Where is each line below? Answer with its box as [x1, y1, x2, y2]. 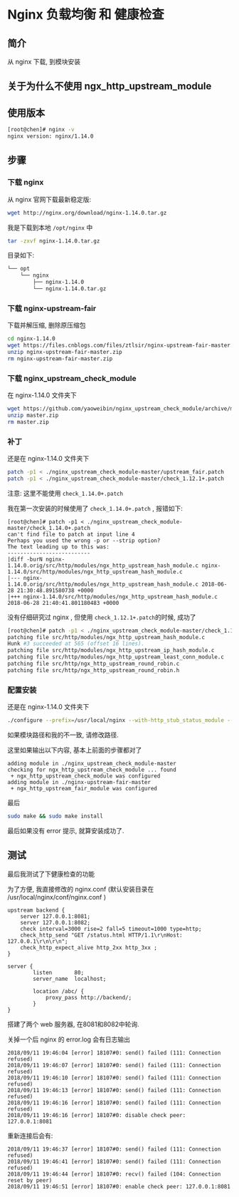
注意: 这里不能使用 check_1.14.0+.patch [7, 489, 123, 497]
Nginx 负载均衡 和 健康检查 [7, 6, 165, 23]
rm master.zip [7, 418, 50, 425]
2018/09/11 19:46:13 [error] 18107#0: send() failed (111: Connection [7, 1086, 221, 1094]
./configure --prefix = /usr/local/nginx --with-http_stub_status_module [7, 717, 224, 724]
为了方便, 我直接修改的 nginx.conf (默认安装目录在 [7, 885, 154, 893]
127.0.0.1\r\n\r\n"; [7, 937, 69, 945]
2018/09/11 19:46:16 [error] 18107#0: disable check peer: [7, 1111, 186, 1119]
